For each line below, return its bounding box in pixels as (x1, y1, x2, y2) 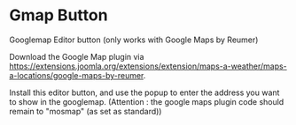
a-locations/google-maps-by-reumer (9, 70, 144, 80)
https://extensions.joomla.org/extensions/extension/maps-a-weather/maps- (9, 61, 288, 71)
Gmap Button (9, 5, 108, 26)
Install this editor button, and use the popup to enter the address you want (9, 87, 280, 98)
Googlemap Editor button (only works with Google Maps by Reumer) (9, 34, 259, 45)
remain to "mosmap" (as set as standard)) (9, 106, 162, 116)
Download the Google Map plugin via (9, 51, 144, 62)
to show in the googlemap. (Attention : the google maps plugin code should (9, 96, 284, 107)
